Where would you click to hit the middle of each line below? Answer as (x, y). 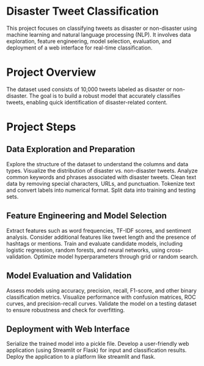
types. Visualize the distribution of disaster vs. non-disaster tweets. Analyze (102, 170)
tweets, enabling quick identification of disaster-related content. (87, 102)
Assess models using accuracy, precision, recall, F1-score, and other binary (102, 290)
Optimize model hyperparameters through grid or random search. (116, 256)
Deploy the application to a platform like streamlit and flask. (81, 357)
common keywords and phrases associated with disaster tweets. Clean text (101, 177)
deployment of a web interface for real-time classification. (79, 48)
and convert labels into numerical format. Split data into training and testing (101, 190)
